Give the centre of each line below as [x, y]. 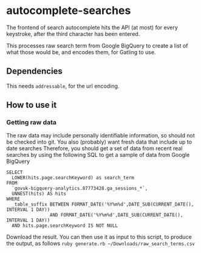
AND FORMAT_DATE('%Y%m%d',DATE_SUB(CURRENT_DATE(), [116, 215]
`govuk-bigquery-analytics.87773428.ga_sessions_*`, [80, 189]
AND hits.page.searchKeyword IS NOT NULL [65, 226]
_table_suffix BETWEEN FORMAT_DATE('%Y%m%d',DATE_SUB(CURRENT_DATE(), [103, 204]
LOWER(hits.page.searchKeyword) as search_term [73, 178]
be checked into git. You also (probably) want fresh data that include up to [99, 142]
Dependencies [34, 71]
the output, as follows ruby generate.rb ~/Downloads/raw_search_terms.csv [101, 243]
